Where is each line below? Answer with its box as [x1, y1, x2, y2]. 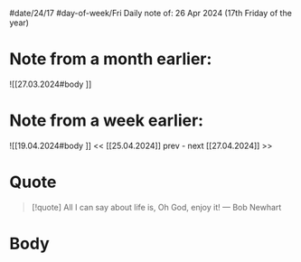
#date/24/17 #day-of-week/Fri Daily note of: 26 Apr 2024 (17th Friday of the [9, 8, 292, 18]
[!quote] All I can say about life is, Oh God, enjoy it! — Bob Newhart [31, 201, 282, 212]
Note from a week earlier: [9, 110, 204, 131]
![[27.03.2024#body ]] [9, 79, 92, 89]
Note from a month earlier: [9, 49, 212, 70]
